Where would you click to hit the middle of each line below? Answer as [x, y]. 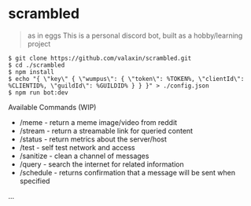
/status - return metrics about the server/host [93, 139]
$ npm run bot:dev [38, 92]
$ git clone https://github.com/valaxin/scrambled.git [100, 58]
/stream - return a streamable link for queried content [106, 131]
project [39, 43]
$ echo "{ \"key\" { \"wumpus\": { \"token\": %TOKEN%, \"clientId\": [126, 79]
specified [35, 181]
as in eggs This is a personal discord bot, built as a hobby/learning [135, 35]
